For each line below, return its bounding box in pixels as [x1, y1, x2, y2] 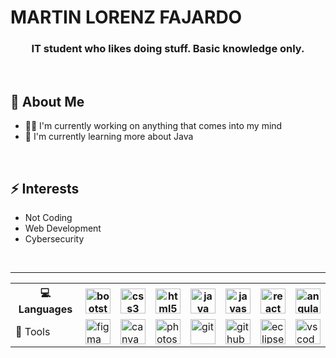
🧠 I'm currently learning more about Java [24, 131, 194, 143]
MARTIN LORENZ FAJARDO [10, 6, 243, 29]
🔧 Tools [15, 325, 51, 339]
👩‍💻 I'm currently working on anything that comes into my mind [24, 120, 283, 132]
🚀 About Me [10, 93, 85, 110]
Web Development [24, 222, 102, 235]
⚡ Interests [10, 180, 80, 197]
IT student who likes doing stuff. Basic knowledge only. [31, 42, 305, 56]
